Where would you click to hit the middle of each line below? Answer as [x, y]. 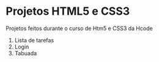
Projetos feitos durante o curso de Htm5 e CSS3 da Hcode [79, 28]
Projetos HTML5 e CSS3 [68, 11]
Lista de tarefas [34, 40]
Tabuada [26, 53]
